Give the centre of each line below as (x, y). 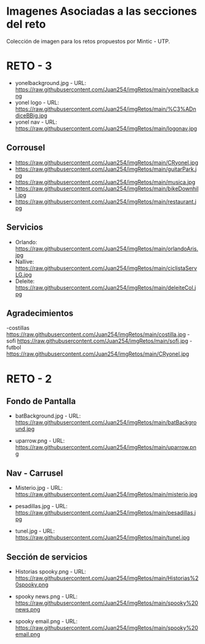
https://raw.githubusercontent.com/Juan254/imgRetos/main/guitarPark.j (106, 169)
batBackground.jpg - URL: (48, 416)
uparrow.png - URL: (40, 441)
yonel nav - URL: (36, 122)
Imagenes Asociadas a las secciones (102, 11)
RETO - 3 (29, 66)
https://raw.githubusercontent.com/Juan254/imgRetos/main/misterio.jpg (106, 495)
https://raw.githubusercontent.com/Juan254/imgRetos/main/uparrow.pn (106, 447)
